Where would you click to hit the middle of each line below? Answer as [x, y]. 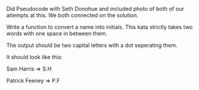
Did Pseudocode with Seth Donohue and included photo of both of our [96, 9]
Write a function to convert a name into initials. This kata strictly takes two [99, 27]
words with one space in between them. [57, 33]
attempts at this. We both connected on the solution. [73, 15]
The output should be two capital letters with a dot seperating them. [92, 45]
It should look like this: [35, 57]
